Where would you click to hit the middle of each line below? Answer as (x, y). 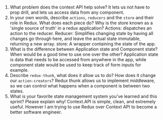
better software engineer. (36, 112)
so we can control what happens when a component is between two (80, 86)
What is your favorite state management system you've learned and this (83, 96)
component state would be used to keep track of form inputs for (76, 65)
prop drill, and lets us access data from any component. (67, 12)
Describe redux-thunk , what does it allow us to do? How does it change (83, 75)
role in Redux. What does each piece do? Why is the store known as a (81, 23)
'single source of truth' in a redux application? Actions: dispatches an (81, 28)
